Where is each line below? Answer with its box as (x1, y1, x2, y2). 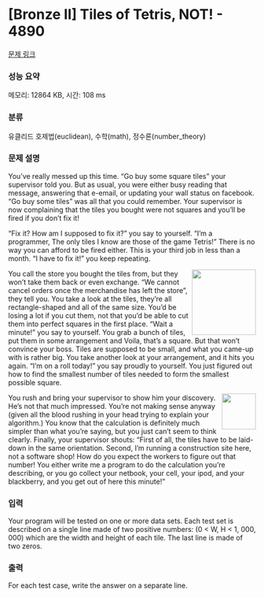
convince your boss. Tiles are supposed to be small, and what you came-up (8, 344, 254, 354)
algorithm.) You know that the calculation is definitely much (8, 418, 200, 427)
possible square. (8, 377, 62, 387)
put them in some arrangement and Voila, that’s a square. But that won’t (8, 336, 240, 345)
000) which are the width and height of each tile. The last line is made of (8, 533, 244, 543)
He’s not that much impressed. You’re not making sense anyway (8, 401, 216, 410)
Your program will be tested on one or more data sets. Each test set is (8, 516, 234, 526)
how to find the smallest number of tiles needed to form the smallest (8, 369, 229, 379)
